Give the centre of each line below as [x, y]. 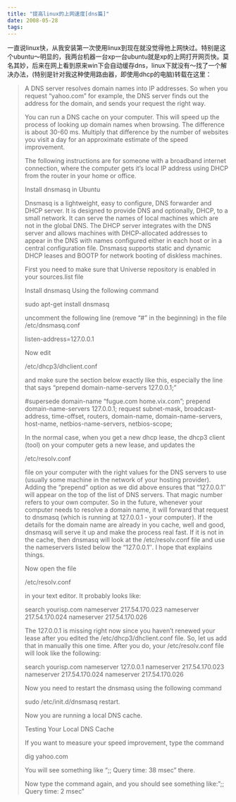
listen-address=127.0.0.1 [59, 339]
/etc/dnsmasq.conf [52, 325]
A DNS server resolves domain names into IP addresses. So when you [126, 88]
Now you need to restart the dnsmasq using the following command [123, 688]
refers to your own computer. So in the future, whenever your [113, 503]
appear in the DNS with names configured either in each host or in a [123, 241]
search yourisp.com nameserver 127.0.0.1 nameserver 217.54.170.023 [124, 667]
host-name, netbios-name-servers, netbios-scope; [98, 424]
